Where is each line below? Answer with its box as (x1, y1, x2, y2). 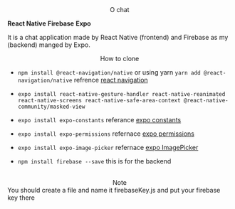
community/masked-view (17, 103, 85, 110)
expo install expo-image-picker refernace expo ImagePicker (17, 144, 199, 151)
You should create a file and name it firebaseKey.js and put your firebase (7, 186, 221, 194)
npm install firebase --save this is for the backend (17, 157, 172, 165)
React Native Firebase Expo (7, 19, 91, 28)
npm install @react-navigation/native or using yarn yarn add (17, 68, 201, 76)
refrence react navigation (73, 76, 148, 84)
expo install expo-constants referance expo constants (17, 116, 182, 124)
